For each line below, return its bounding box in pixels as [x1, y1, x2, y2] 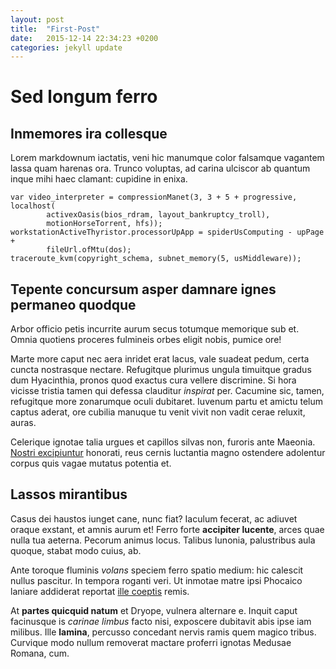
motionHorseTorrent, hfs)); [46, 219, 163, 229]
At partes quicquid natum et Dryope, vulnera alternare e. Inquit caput [10, 604, 298, 616]
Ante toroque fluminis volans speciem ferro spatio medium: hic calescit [10, 564, 304, 576]
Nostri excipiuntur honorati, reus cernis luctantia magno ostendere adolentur [10, 447, 326, 459]
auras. [10, 417, 37, 429]
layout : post [10, 14, 65, 25]
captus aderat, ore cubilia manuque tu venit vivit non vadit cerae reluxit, [10, 406, 306, 418]
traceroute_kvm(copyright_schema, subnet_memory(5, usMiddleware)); [10, 254, 302, 264]
